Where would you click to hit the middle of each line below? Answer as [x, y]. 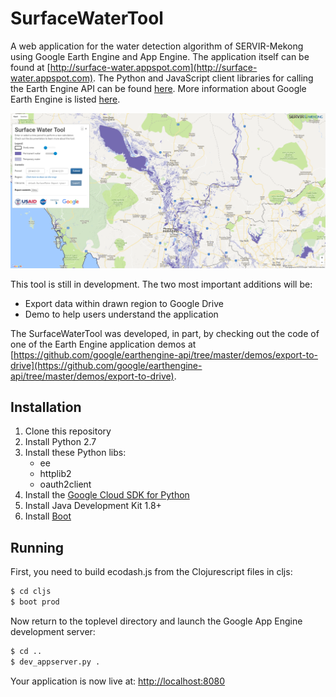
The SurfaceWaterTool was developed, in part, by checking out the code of [165, 333]
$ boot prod [35, 602]
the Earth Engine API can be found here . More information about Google [158, 88]
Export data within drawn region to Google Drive [124, 303]
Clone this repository [68, 431]
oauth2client [65, 484]
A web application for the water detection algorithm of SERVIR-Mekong [157, 46]
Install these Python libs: [75, 453]
